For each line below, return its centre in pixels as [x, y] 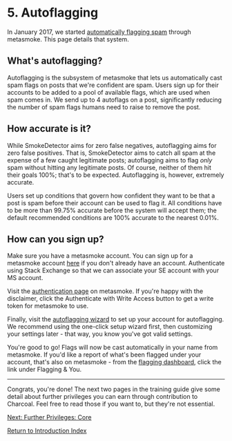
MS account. [25, 278]
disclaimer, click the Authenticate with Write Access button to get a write [110, 299]
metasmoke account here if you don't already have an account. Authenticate [116, 263]
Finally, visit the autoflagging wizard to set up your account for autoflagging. [116, 319]
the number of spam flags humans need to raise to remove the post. [104, 107]
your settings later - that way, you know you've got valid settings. [100, 334]
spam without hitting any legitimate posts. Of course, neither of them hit [109, 167]
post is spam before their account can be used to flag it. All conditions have [115, 203]
